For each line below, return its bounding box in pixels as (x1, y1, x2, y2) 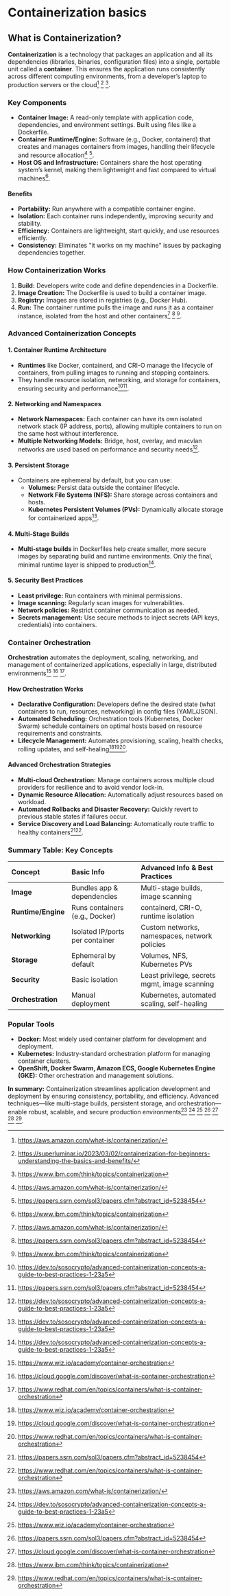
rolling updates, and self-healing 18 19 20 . (17, 744, 127, 753)
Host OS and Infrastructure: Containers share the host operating (17, 158, 202, 166)
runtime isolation (141, 911, 195, 921)
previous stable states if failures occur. (17, 812, 127, 821)
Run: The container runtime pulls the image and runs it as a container (17, 303, 214, 312)
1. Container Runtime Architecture (8, 345, 107, 354)
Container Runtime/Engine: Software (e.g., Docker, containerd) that (17, 135, 211, 143)
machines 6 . (17, 173, 51, 183)
